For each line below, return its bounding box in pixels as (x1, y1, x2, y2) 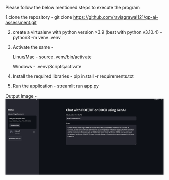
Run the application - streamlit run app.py (12, 83, 99, 89)
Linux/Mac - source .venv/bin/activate (12, 54, 92, 60)
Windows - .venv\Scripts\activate (12, 64, 82, 69)
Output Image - (5, 93, 37, 99)
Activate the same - (12, 44, 54, 50)
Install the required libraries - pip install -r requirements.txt (12, 73, 134, 79)
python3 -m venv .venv (12, 35, 61, 40)
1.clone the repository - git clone (5, 14, 73, 20)
